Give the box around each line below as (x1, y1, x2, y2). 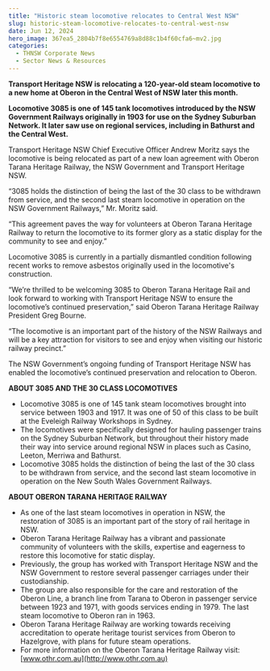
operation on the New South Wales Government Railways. (19, 476, 212, 486)
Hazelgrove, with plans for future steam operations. (19, 636, 192, 646)
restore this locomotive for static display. (19, 551, 156, 560)
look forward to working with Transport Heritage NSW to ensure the (8, 293, 234, 303)
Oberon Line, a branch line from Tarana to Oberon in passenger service (19, 593, 258, 603)
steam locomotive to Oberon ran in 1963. (19, 610, 156, 620)
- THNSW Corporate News (15, 49, 95, 57)
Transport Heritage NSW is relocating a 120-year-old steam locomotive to (8, 78, 260, 89)
